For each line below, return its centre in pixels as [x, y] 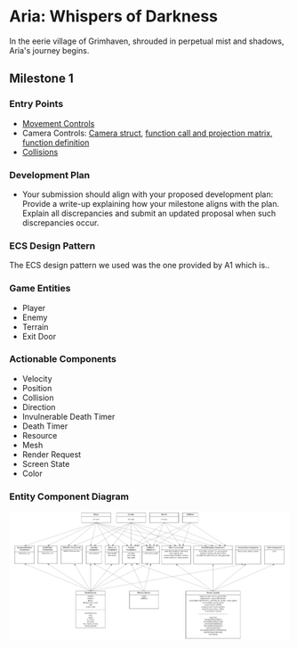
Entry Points [36, 104]
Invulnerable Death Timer [68, 416]
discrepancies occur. [60, 222]
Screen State [46, 463]
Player [34, 308]
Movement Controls [58, 123]
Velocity [37, 378]
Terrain [35, 326]
